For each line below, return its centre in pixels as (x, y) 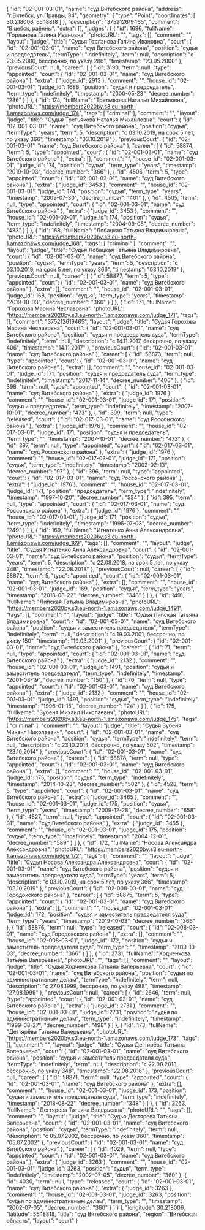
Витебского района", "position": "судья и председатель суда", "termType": (103, 334)
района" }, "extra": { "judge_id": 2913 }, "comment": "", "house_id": (91, 80)
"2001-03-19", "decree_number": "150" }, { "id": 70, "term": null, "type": (96, 680)
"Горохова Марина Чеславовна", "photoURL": (65, 308)
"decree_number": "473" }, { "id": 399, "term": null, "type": (99, 413)
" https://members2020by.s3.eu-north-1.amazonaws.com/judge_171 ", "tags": (102, 315)
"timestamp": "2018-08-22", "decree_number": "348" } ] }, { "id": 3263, (96, 1103)
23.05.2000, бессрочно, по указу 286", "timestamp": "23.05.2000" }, (95, 61)
